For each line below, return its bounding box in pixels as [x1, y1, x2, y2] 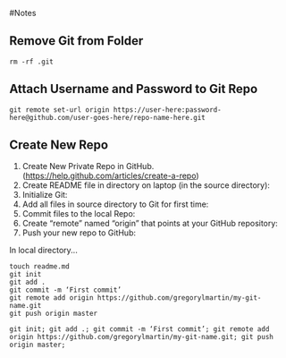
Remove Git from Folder [9, 33, 144, 48]
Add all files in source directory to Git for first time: [21, 199, 209, 209]
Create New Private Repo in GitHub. [21, 161, 155, 172]
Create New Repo [9, 138, 109, 153]
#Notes [9, 8, 37, 18]
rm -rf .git [9, 57, 54, 66]
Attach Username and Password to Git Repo [9, 81, 258, 97]
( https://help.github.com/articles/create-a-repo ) [21, 170, 199, 182]
